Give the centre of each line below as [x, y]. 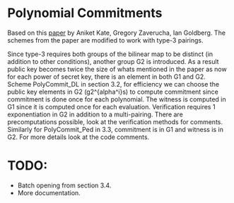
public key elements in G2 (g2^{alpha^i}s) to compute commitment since [113, 92]
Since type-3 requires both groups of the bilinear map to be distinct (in [110, 54]
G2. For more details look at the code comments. [78, 137]
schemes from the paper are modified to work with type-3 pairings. [105, 40]
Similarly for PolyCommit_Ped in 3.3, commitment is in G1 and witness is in [116, 129]
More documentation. [49, 192]
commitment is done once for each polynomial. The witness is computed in [117, 99]
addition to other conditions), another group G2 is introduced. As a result [113, 61]
